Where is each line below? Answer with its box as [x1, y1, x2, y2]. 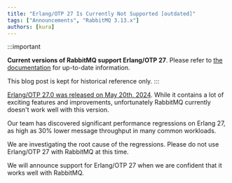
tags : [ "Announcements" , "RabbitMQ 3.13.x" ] [7, 17, 139, 24]
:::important [7, 43, 41, 51]
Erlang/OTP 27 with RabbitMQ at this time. [7, 148, 129, 156]
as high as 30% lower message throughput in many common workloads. [7, 127, 217, 135]
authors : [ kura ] [7, 23, 55, 30]
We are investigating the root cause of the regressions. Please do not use [7, 140, 219, 149]
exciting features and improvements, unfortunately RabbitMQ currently [7, 98, 212, 107]
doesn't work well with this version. [7, 106, 110, 114]
